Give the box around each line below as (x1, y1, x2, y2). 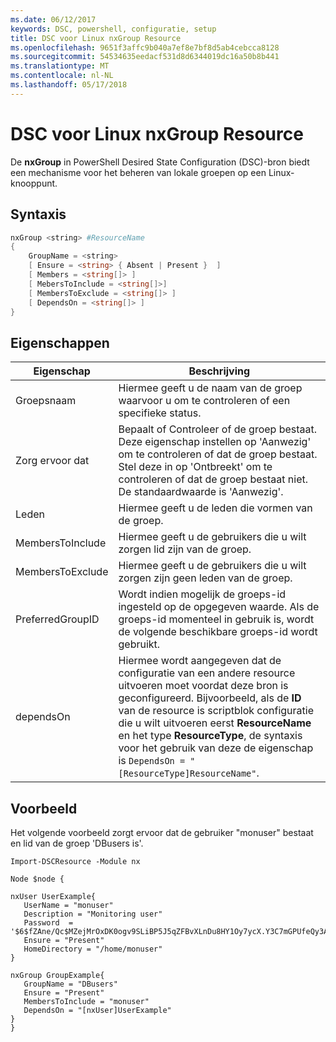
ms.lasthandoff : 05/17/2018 (10, 80, 128, 90)
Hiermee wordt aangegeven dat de (118, 654, 282, 668)
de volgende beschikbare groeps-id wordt (118, 625, 318, 639)
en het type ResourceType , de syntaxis (118, 729, 303, 743)
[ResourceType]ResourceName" (118, 768, 257, 780)
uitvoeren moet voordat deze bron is (118, 679, 289, 693)
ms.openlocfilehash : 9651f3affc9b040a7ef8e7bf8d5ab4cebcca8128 (10, 42, 280, 53)
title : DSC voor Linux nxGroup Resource (10, 33, 182, 43)
